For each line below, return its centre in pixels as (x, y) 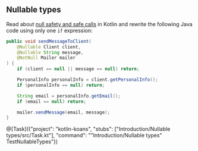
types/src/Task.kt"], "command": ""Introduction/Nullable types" (84, 136)
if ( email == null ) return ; (51, 101)
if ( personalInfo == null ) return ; (61, 85)
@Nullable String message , (50, 52)
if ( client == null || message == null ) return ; (78, 69)
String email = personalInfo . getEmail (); (69, 96)
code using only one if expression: (50, 30)
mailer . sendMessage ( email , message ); (64, 112)
